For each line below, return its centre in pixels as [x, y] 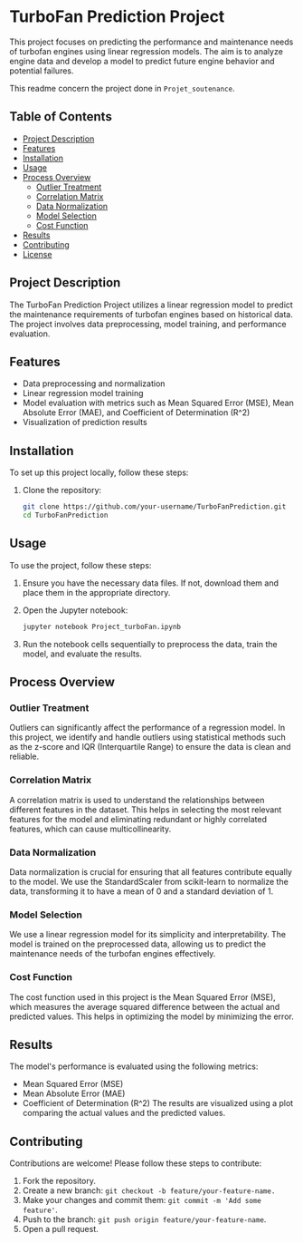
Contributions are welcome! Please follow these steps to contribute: [136, 1163]
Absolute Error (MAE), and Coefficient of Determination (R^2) [136, 413]
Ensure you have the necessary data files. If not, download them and [150, 583]
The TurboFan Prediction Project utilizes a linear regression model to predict [151, 305]
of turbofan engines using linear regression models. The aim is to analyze [146, 51]
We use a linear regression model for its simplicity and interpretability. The [148, 935]
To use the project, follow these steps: [80, 565]
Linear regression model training [83, 393]
